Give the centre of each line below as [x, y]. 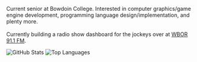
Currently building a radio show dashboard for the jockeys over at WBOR [97, 34]
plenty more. [22, 21]
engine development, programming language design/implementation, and [98, 15]
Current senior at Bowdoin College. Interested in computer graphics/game [99, 9]
